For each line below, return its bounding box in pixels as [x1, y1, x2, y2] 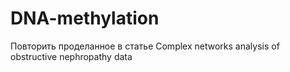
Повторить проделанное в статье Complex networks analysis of [10, 40, 280, 52]
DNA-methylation [10, 7, 160, 30]
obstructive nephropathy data [10, 50, 133, 62]
